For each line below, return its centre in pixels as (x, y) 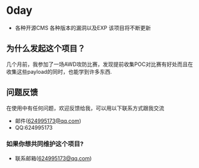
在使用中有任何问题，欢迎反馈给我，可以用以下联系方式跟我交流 (85, 108)
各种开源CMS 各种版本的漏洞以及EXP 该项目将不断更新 (83, 28)
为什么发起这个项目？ (46, 49)
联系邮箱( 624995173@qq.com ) (53, 158)
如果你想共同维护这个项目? (45, 144)
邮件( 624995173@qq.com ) (48, 121)
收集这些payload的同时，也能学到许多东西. (59, 71)
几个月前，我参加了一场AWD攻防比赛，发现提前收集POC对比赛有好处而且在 (100, 64)
